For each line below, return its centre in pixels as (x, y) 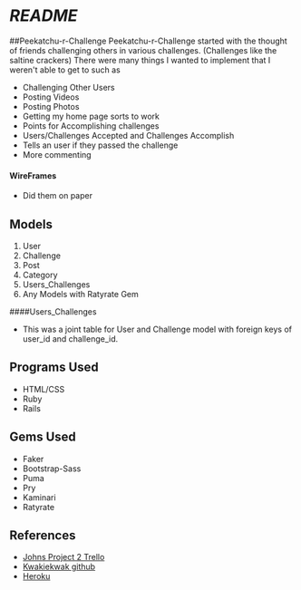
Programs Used (54, 368)
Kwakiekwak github (59, 566)
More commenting (57, 154)
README (44, 16)
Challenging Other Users (68, 87)
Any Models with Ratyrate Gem (80, 294)
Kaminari (39, 497)
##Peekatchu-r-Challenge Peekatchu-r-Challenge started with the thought (148, 41)
